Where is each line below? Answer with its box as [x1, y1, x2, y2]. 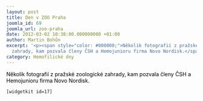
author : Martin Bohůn [6, 37, 61, 43]
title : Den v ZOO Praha [6, 15, 66, 21]
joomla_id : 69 [6, 20, 42, 26]
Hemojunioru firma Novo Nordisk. [6, 77, 90, 84]
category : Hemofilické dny [6, 54, 74, 60]
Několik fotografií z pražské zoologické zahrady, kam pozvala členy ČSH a [6, 70, 192, 77]
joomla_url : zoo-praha [6, 25, 63, 32]
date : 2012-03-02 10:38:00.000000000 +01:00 [6, 31, 120, 37]
